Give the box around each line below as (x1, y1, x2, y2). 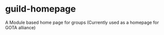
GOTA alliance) (5, 24, 36, 30)
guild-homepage (5, 3, 76, 15)
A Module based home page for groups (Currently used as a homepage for (5, 19, 160, 25)
